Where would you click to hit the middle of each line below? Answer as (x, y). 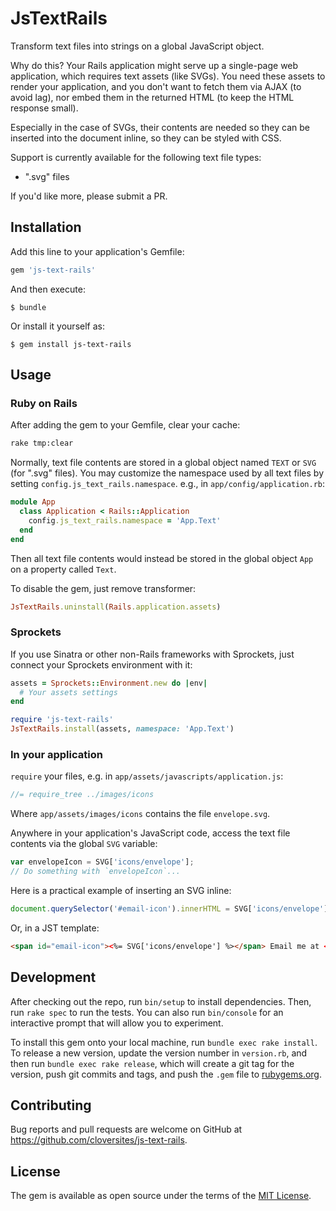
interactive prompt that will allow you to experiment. (117, 1023)
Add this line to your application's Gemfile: (97, 251)
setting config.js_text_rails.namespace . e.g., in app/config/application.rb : (168, 484)
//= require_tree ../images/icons (82, 795)
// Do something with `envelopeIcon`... (96, 872)
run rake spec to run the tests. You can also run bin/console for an (147, 1012)
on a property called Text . (63, 569)
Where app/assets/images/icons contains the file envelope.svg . (140, 814)
